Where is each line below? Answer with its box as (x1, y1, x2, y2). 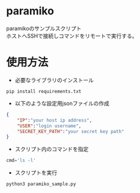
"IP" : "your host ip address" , (17, 117, 93, 123)
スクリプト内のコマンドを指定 (14, 146, 89, 153)
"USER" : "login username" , (17, 123, 82, 129)
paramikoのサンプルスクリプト (6, 25, 82, 32)
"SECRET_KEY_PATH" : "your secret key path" (17, 128, 124, 134)
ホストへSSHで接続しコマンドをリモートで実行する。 (6, 32, 138, 40)
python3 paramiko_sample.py (6, 181, 77, 187)
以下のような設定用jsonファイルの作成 (14, 99, 109, 107)
